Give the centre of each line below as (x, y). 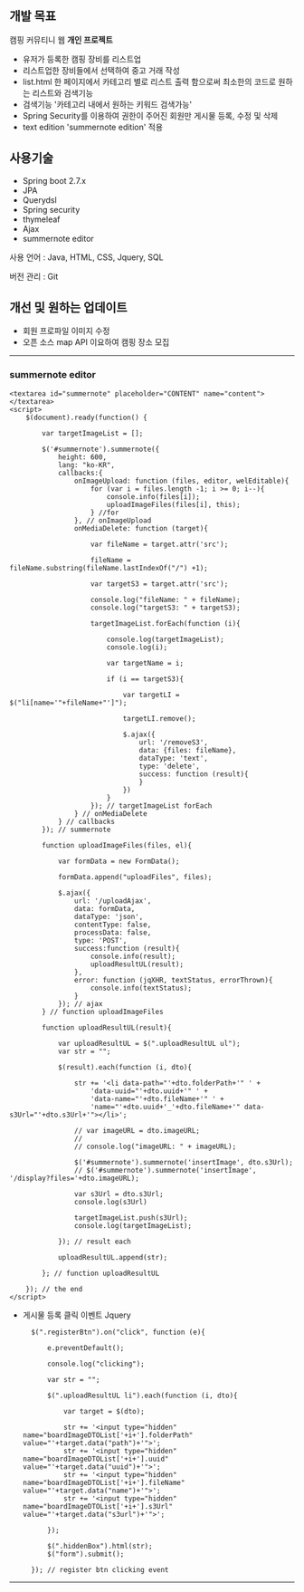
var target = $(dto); (104, 1411)
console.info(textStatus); (141, 988)
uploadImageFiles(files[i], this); (174, 504)
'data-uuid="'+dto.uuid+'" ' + (149, 1091)
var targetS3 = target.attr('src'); (159, 584)
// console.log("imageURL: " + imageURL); (155, 1146)
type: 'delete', (170, 766)
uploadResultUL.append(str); (113, 1257)
